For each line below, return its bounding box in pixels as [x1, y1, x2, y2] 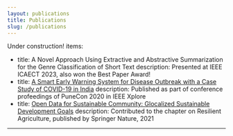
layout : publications [7, 10, 70, 17]
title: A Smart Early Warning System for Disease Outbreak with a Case [17, 78, 217, 86]
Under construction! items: [7, 42, 84, 51]
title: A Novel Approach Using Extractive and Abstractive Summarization [17, 56, 223, 64]
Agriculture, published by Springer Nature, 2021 [17, 114, 155, 123]
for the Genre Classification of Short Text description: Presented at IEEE [17, 63, 223, 71]
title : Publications [7, 17, 67, 24]
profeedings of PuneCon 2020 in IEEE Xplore [17, 92, 146, 101]
